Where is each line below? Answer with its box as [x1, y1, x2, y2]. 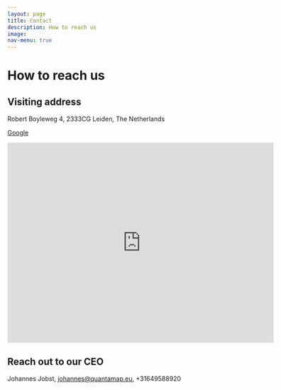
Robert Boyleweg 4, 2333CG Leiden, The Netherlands [7, 115, 165, 123]
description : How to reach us [7, 23, 97, 31]
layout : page [7, 10, 46, 18]
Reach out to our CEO [7, 355, 104, 367]
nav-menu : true [7, 37, 53, 44]
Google [7, 129, 29, 137]
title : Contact [7, 17, 53, 24]
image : [7, 30, 27, 38]
